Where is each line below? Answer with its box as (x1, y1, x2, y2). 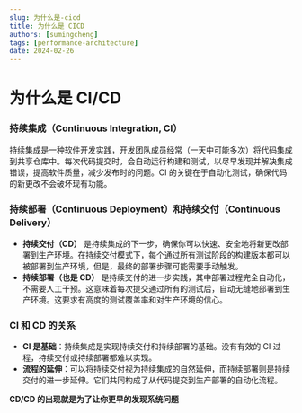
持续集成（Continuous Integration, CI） (9, 122, 182, 135)
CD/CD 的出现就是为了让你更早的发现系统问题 (9, 394, 180, 405)
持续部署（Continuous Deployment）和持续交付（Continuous (9, 203, 280, 215)
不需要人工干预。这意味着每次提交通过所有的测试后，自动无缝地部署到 (22, 283, 283, 294)
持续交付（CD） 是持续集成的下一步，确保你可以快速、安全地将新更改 (22, 238, 281, 249)
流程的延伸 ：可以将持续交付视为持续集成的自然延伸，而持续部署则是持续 (22, 364, 290, 374)
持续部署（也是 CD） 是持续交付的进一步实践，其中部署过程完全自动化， (22, 271, 290, 283)
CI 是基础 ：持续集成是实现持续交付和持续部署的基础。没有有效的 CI (22, 341, 271, 352)
